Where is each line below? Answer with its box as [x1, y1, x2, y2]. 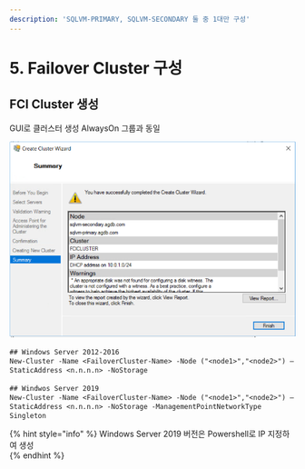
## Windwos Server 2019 [9, 384, 100, 393]
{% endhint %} [9, 450, 65, 461]
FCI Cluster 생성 [9, 96, 99, 113]
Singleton [9, 411, 47, 420]
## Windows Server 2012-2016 [9, 347, 120, 356]
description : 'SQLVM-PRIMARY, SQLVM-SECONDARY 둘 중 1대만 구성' [9, 15, 251, 24]
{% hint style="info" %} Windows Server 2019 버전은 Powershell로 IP [9, 428, 266, 439]
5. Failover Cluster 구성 [9, 57, 183, 78]
